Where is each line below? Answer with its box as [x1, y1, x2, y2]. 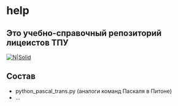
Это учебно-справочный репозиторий [6, 28, 162, 38]
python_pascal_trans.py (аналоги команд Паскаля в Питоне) [15, 87, 172, 94]
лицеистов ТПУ [6, 37, 69, 48]
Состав [6, 71, 36, 82]
